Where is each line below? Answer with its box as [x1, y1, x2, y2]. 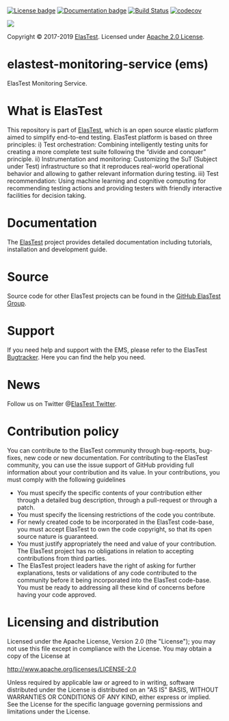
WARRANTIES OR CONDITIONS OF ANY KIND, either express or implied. [7, 692, 211, 701]
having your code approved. [16, 590, 97, 598]
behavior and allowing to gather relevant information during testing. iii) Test [7, 169, 219, 177]
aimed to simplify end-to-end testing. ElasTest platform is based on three [7, 133, 213, 141]
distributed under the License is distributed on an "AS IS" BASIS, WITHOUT [7, 685, 219, 694]
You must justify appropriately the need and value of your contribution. [16, 540, 217, 548]
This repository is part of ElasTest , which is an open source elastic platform [7, 125, 219, 134]
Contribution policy [7, 423, 120, 439]
